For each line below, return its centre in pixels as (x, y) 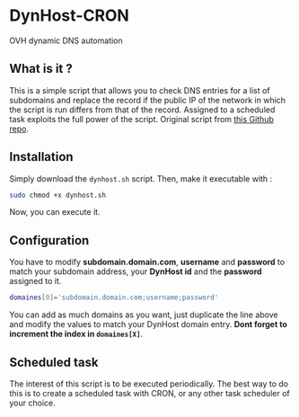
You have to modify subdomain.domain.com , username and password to (147, 262)
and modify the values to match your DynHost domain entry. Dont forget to (148, 324)
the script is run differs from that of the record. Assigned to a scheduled (142, 110)
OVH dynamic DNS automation (66, 40)
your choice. (32, 403)
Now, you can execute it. (55, 212)
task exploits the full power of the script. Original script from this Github (141, 119)
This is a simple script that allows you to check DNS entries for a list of (140, 90)
